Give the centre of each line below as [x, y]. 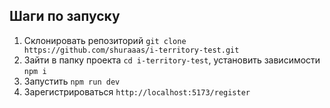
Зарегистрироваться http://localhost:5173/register [137, 91]
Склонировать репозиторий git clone [105, 40]
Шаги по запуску [65, 16]
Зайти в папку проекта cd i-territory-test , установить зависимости [172, 60]
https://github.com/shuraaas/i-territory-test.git [131, 50]
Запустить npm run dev [72, 81]
